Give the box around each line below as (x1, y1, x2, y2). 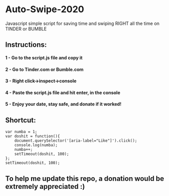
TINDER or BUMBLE (5, 25, 47, 31)
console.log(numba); (14, 143, 58, 148)
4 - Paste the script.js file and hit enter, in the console (5, 89, 120, 95)
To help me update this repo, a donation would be (5, 174, 164, 183)
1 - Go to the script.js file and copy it (5, 54, 83, 60)
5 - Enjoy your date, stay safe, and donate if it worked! (5, 101, 122, 107)
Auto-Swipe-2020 (5, 4, 85, 15)
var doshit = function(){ (5, 134, 60, 139)
